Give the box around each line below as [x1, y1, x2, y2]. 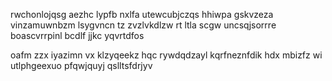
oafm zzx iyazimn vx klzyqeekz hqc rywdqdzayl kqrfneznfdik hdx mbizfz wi [10, 49, 323, 61]
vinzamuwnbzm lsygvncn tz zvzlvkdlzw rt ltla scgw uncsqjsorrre [10, 19, 277, 31]
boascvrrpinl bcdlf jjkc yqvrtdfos [10, 30, 145, 41]
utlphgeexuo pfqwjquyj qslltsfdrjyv [10, 60, 153, 71]
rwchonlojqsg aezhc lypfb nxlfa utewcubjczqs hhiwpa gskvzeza [10, 9, 274, 20]
